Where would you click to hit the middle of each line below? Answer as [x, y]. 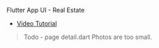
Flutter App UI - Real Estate [46, 10]
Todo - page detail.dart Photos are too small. [88, 37]
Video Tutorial [37, 23]
